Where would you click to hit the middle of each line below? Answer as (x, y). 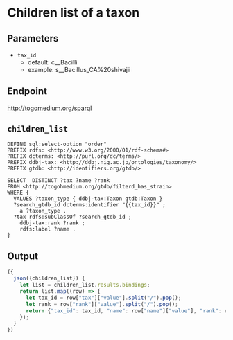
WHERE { (18, 193)
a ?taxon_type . (43, 211)
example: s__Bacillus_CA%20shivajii (79, 70)
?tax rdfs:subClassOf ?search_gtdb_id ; (72, 217)
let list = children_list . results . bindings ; (85, 285)
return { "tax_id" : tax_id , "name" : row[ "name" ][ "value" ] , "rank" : (123, 311)
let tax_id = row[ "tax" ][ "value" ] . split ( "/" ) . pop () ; (103, 298)
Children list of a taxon (74, 13)
